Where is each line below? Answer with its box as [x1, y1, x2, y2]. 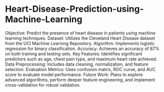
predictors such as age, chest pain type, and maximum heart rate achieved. [5, 56, 158, 62]
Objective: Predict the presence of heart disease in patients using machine [5, 30, 156, 36]
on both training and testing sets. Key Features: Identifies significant [5, 50, 142, 57]
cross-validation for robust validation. [5, 82, 81, 88]
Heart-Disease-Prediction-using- [5, 3, 144, 15]
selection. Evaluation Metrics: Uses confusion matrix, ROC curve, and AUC [5, 66, 156, 72]
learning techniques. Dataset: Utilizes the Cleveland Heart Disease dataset [5, 35, 155, 41]
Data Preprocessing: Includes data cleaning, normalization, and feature [5, 61, 148, 67]
